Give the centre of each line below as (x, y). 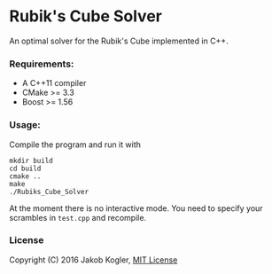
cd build (25, 168)
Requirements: (42, 64)
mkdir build (31, 160)
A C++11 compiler (54, 83)
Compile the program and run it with (75, 145)
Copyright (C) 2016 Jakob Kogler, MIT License (93, 260)
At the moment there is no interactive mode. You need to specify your (136, 208)
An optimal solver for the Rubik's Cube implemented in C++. (119, 41)
